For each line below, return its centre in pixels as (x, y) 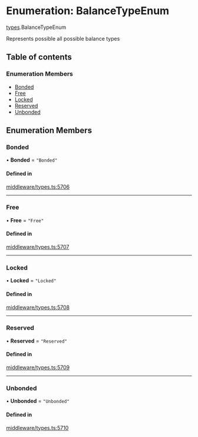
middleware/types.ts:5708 (38, 307)
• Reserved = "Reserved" (37, 341)
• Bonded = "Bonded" (32, 160)
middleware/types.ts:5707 (38, 247)
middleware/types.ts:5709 (38, 367)
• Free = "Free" (25, 220)
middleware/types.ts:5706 (38, 186)
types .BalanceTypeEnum (36, 27)
